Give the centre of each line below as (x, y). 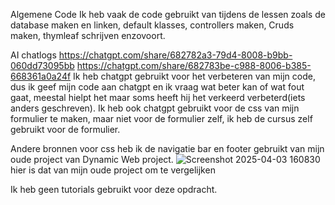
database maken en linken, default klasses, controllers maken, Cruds (152, 25)
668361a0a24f (41, 76)
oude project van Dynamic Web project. (92, 159)
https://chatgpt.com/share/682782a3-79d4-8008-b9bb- (175, 55)
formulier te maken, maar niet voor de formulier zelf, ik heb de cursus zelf (161, 118)
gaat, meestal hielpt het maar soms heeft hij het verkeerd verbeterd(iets (158, 97)
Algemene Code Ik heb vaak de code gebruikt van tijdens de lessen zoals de (168, 14)
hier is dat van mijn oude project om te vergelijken (113, 170)
